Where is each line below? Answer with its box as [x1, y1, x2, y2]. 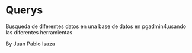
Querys [5, 3, 43, 17]
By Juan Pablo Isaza [5, 40, 56, 47]
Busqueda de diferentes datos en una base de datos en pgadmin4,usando [5, 23, 187, 30]
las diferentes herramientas [5, 29, 72, 36]
